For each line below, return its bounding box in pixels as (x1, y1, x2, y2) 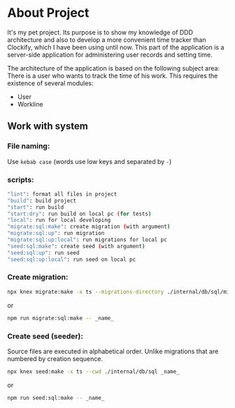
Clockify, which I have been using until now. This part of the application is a (7, 43, 225, 51)
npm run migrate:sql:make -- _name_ (7, 314, 114, 322)
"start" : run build (7, 203, 64, 211)
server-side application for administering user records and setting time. (7, 50, 213, 59)
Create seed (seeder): (7, 331, 84, 341)
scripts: (7, 175, 34, 184)
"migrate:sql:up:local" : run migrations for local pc (7, 236, 168, 243)
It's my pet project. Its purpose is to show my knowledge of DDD (7, 28, 194, 36)
